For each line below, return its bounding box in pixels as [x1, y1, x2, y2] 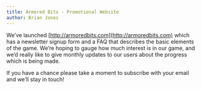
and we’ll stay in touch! [6, 76, 64, 83]
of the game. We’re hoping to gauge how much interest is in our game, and [6, 44, 195, 52]
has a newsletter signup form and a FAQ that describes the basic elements [6, 38, 194, 45]
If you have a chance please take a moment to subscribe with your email [6, 69, 189, 76]
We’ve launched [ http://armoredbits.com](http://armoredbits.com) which [6, 31, 190, 38]
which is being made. [6, 57, 60, 65]
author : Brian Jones [6, 15, 59, 21]
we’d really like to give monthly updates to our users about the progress [6, 51, 188, 58]
